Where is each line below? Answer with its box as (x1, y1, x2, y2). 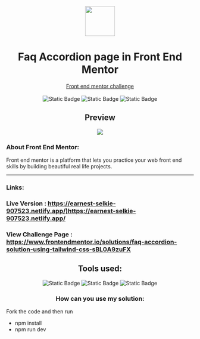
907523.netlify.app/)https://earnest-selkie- (6, 207, 136, 215)
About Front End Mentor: (6, 143, 79, 151)
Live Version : (6, 199, 46, 208)
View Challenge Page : (6, 230, 73, 238)
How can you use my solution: (55, 294, 145, 303)
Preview (84, 113, 116, 123)
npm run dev (14, 325, 46, 333)
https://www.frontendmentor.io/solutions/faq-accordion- (6, 238, 177, 246)
